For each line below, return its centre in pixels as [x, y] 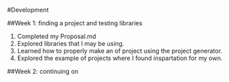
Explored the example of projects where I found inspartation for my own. [120, 58]
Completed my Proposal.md [56, 36]
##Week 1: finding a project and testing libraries [75, 23]
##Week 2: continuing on [43, 71]
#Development [28, 10]
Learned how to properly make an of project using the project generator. [120, 51]
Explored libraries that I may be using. [70, 43]
